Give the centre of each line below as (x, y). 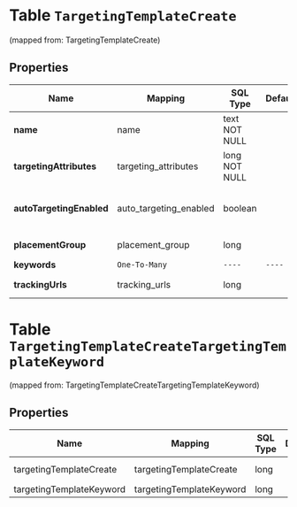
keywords (35, 265)
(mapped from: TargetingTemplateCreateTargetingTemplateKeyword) (134, 385)
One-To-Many (142, 265)
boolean (240, 208)
